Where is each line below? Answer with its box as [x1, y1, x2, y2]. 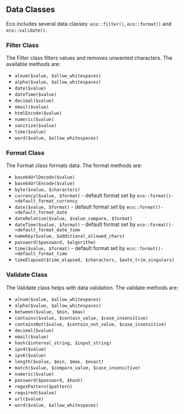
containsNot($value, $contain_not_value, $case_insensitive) [14, 321, 167, 327]
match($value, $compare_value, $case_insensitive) [14, 365, 141, 371]
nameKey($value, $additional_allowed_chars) [14, 234, 125, 239]
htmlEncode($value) [14, 111, 63, 117]
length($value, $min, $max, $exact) [14, 358, 104, 365]
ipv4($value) [14, 346, 47, 352]
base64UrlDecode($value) [14, 175, 75, 180]
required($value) [14, 389, 57, 396]
